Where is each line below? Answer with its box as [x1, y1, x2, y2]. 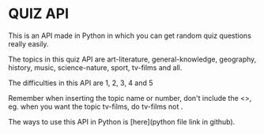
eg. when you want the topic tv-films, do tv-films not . [8, 102, 183, 111]
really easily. [8, 39, 49, 48]
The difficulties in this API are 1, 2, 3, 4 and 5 [8, 78, 153, 87]
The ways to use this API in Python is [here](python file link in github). [8, 117, 236, 126]
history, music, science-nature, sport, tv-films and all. [8, 62, 183, 72]
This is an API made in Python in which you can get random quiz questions [8, 31, 251, 40]
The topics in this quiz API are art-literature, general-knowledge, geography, [8, 54, 257, 64]
